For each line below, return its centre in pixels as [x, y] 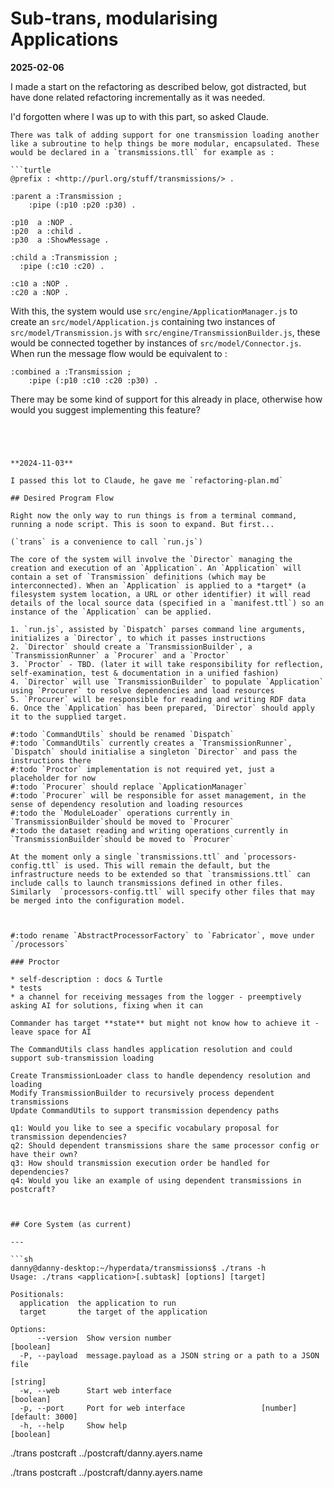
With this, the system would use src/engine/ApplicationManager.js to [154, 311]
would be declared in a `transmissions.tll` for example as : [142, 152]
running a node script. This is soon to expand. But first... [142, 524]
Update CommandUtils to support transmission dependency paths [145, 1110]
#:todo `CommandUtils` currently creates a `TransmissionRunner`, [151, 743]
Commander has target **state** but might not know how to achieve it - [165, 1023]
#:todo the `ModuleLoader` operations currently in [120, 813]
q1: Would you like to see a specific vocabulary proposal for [145, 1128]
